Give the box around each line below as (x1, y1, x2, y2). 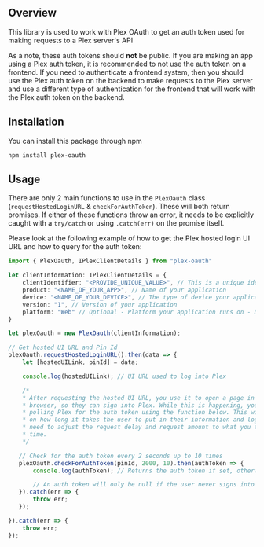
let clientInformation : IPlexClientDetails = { (8, 271, 167, 280)
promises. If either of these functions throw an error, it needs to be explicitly (8, 210, 254, 219)
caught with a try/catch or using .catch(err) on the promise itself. (8, 218, 225, 228)
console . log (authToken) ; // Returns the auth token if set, (32, 467, 234, 475)
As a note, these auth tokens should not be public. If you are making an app (8, 50, 254, 60)
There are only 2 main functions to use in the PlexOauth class (8, 193, 206, 203)
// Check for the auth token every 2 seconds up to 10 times (18, 452, 223, 460)
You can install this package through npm (8, 136, 143, 145)
